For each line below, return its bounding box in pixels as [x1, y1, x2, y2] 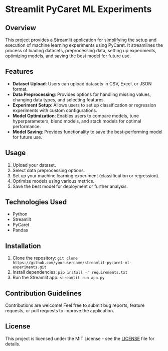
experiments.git [12, 265, 47, 270]
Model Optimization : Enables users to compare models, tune [12, 112, 139, 119]
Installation [5, 242, 41, 250]
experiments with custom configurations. [12, 107, 97, 113]
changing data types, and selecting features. [12, 96, 105, 102]
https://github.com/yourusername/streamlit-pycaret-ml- [12, 260, 132, 266]
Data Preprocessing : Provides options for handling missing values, [12, 91, 151, 97]
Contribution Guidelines [5, 289, 82, 297]
